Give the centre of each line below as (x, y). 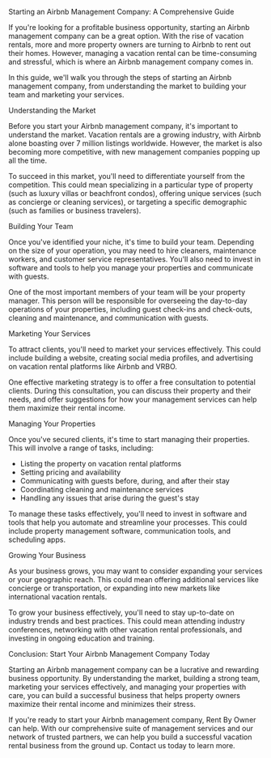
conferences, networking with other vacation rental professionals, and (125, 630)
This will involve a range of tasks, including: (81, 448)
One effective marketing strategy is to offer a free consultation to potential (132, 382)
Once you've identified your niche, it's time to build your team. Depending (131, 242)
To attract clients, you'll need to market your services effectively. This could (135, 349)
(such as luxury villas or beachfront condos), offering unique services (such (135, 193)
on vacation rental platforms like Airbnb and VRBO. (93, 366)
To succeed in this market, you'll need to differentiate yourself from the (127, 176)
